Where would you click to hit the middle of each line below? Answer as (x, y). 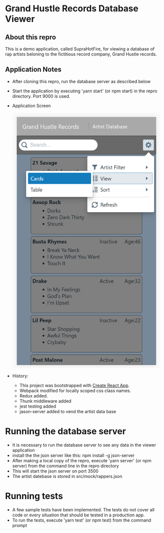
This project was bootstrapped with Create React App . (75, 385)
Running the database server (66, 432)
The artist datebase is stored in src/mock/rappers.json (67, 476)
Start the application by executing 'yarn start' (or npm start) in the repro (85, 91)
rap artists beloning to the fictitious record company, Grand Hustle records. (81, 54)
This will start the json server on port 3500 (55, 471)
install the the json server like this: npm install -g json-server (73, 455)
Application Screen (31, 106)
